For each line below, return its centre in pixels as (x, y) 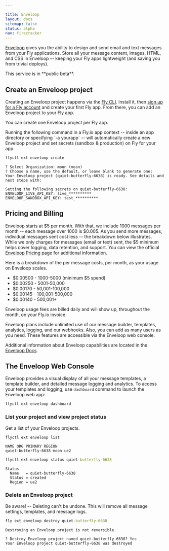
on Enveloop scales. (26, 268)
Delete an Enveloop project (39, 495)
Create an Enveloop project (49, 90)
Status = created (28, 478)
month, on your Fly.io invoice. (36, 315)
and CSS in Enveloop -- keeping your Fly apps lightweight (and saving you (83, 58)
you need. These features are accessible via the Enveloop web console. (80, 335)
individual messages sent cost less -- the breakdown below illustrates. (79, 236)
